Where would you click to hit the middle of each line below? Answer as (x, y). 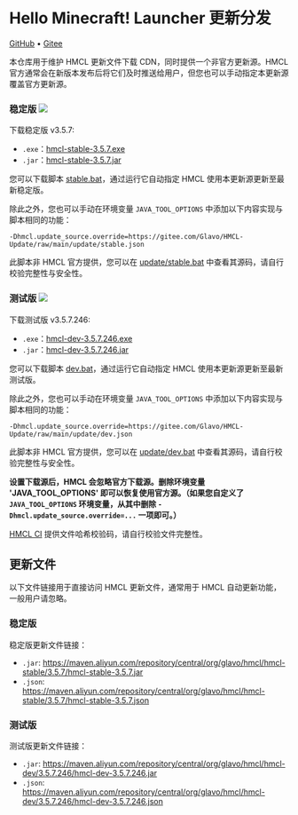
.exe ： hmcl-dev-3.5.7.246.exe (77, 338)
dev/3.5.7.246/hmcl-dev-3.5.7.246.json (93, 801)
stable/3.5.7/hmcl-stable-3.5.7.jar (82, 672)
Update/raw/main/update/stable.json (77, 245)
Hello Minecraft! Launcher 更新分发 (141, 18)
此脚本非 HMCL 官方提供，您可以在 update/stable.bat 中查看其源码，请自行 (147, 262)
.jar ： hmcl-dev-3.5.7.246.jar (75, 349)
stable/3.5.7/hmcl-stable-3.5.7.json (86, 700)
